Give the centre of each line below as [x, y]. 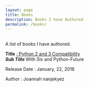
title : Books [19, 15]
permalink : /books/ [26, 24]
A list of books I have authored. [38, 44]
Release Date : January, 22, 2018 [40, 69]
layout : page [19, 10]
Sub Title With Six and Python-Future [45, 60]
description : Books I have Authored [44, 19]
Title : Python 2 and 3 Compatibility [43, 54]
